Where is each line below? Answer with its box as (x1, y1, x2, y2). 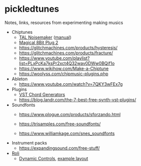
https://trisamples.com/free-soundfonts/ (19, 121, 101, 127)
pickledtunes (4, 3, 59, 15)
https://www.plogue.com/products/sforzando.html (19, 111, 121, 117)
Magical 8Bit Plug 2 (19, 39, 58, 45)
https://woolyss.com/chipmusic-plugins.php (19, 71, 109, 76)
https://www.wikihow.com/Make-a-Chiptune (19, 65, 109, 71)
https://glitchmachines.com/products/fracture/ (19, 50, 113, 56)
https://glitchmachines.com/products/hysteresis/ (19, 45, 118, 50)
